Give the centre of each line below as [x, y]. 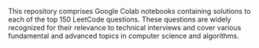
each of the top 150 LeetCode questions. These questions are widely [120, 19]
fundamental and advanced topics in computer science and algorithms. [124, 36]
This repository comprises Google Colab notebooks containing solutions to [129, 11]
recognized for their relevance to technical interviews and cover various [125, 27]
